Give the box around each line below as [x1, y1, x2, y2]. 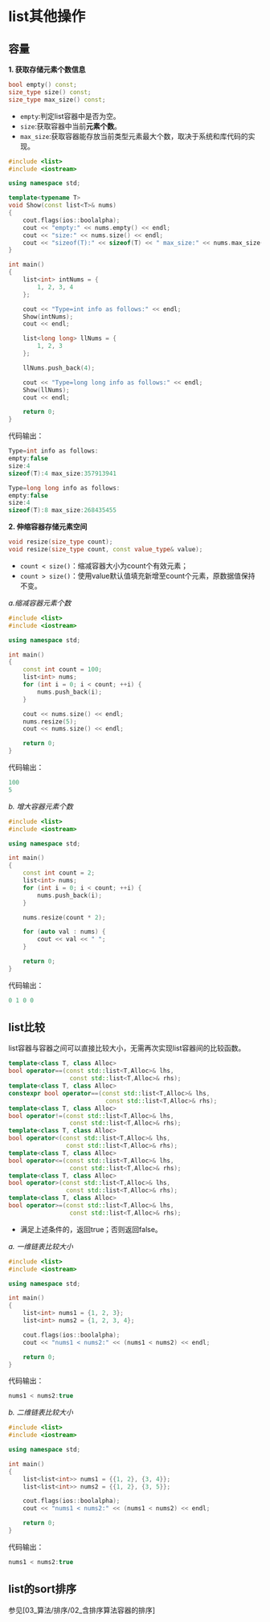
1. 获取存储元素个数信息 [8, 65, 86, 74]
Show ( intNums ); [22, 313, 74, 321]
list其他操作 [8, 7, 86, 26]
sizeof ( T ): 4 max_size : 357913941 [8, 469, 117, 477]
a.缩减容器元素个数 [8, 598, 72, 608]
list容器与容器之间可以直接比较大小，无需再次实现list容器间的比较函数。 [8, 1043, 246, 1053]
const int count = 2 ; [22, 869, 95, 877]
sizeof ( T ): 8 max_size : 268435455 [8, 506, 117, 514]
